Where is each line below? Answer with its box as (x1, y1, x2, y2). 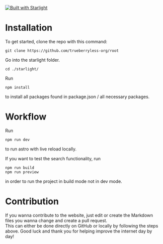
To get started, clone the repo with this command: (5, 38, 108, 44)
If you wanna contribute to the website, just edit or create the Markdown (5, 212, 153, 218)
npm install (5, 85, 30, 90)
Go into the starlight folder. (5, 57, 60, 63)
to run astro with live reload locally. (5, 146, 77, 152)
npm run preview (5, 169, 39, 174)
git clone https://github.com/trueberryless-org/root (5, 48, 119, 53)
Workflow (5, 111, 47, 122)
